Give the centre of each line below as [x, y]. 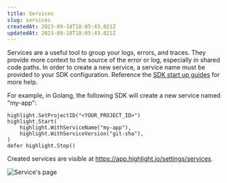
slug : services [29, 20]
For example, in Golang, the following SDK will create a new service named [114, 96]
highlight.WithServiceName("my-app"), [75, 128]
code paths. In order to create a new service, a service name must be [106, 67]
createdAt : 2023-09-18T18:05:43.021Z [62, 26]
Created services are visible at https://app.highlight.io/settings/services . [110, 159]
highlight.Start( [32, 122]
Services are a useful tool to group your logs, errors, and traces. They [107, 53]
